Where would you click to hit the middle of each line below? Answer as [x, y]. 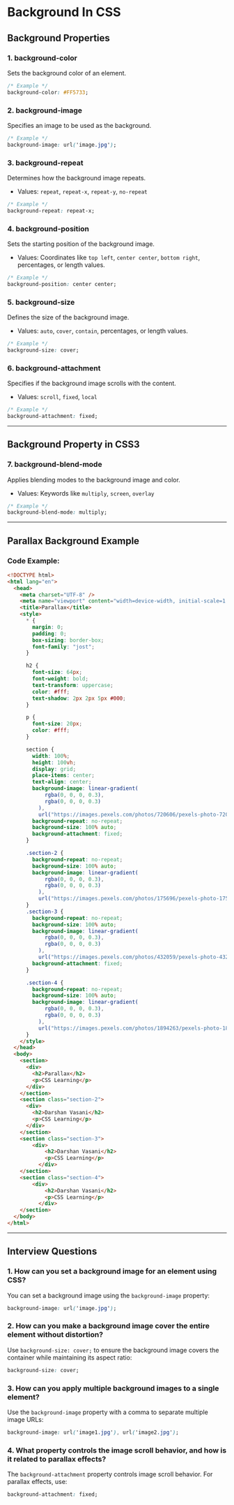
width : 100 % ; [51, 756]
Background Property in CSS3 [74, 445]
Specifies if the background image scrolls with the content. [92, 383]
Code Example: [33, 561]
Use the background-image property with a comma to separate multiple [108, 1412]
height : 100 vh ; [54, 763]
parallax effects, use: [37, 1482]
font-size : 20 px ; [57, 724]
